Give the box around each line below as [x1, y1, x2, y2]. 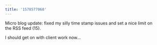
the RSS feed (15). [5, 25, 41, 31]
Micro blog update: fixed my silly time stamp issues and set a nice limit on [5, 20, 153, 26]
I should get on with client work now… [5, 34, 81, 40]
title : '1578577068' [5, 7, 47, 12]
